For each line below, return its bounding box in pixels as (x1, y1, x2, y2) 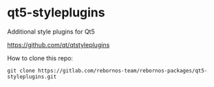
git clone (7, 67, 36, 74)
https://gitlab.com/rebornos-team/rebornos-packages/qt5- (37, 67, 208, 74)
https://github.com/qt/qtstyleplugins (7, 40, 110, 49)
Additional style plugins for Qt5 (7, 27, 95, 36)
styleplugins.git (7, 73, 57, 80)
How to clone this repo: (7, 53, 74, 62)
